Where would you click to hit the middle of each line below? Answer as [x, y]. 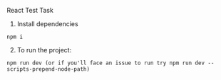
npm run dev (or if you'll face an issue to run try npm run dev [106, 63]
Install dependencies [48, 24]
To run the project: [44, 50]
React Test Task [30, 10]
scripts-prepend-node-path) [48, 69]
